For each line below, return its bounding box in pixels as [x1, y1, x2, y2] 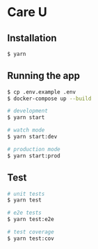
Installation [7, 32, 57, 44]
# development [7, 108, 49, 115]
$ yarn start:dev [7, 134, 58, 141]
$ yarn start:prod [7, 152, 60, 159]
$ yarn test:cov [7, 235, 54, 242]
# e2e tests [7, 209, 42, 217]
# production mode [7, 145, 60, 152]
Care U [7, 4, 47, 20]
